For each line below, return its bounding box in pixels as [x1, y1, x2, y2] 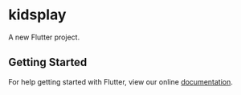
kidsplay [8, 6, 67, 24]
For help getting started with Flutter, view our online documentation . [8, 76, 233, 86]
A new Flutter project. [8, 32, 80, 42]
